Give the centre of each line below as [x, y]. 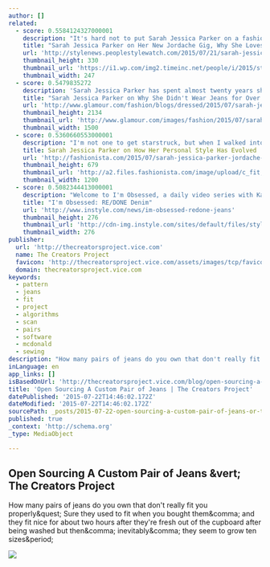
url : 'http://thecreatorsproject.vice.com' [89, 247]
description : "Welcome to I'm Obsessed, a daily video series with [138, 195]
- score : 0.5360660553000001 [64, 135]
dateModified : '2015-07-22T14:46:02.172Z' [80, 404]
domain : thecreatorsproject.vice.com [79, 270]
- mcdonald [34, 345]
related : [23, 23]
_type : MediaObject [41, 434]
